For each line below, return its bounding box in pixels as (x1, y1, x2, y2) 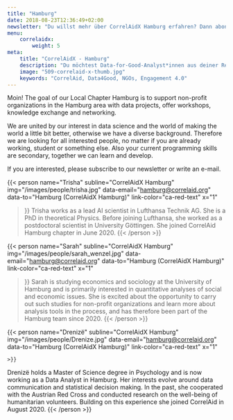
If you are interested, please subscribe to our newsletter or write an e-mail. (7, 165, 221, 174)
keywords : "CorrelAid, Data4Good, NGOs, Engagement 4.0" (19, 74, 188, 82)
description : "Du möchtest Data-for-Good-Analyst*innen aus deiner (19, 62, 218, 69)
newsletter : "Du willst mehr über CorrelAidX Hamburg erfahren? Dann (7, 23, 213, 30)
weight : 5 (32, 42, 60, 49)
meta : (7, 49, 23, 56)
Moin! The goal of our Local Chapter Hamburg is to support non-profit (7, 94, 207, 102)
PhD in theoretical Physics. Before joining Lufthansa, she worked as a (24, 214, 223, 222)
